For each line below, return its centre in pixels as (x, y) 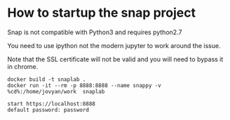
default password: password (48, 110)
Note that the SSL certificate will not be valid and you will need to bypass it (115, 59)
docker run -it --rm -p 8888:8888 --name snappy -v (84, 85)
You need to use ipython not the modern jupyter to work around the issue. (114, 45)
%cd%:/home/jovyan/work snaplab (56, 91)
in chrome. (23, 66)
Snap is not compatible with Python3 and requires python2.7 (95, 32)
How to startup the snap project (102, 13)
